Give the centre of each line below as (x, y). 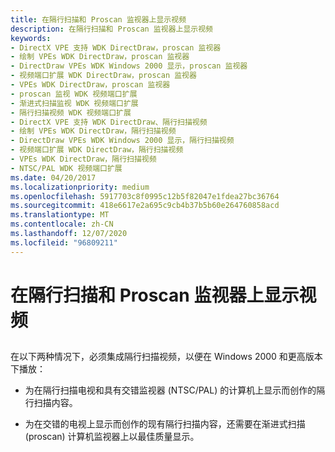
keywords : (31, 38)
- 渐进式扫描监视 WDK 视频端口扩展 (74, 103)
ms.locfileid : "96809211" (64, 242)
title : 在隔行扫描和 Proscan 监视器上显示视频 (98, 19)
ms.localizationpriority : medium (80, 187)
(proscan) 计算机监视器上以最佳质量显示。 (112, 437)
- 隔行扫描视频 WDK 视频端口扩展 (71, 112)
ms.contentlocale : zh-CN (62, 224)
